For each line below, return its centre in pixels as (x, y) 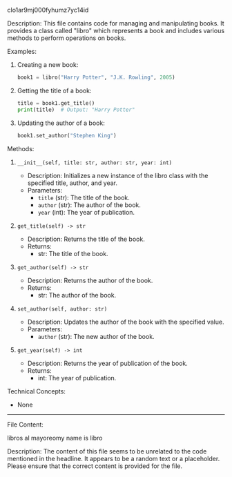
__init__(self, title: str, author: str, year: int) (95, 163)
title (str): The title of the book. (84, 197)
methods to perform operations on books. (67, 38)
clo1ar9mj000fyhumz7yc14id (48, 10)
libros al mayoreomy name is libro (55, 438)
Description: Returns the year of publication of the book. (107, 363)
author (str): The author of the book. (89, 205)
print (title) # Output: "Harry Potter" (76, 110)
